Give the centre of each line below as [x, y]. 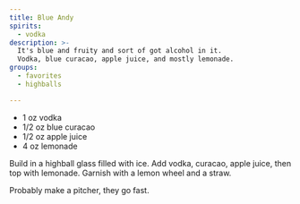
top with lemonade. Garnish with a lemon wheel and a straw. [120, 173]
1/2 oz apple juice [55, 136]
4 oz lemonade [50, 146]
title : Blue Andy [42, 17]
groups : [24, 68]
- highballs [40, 84]
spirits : [26, 26]
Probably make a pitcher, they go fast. [79, 190]
